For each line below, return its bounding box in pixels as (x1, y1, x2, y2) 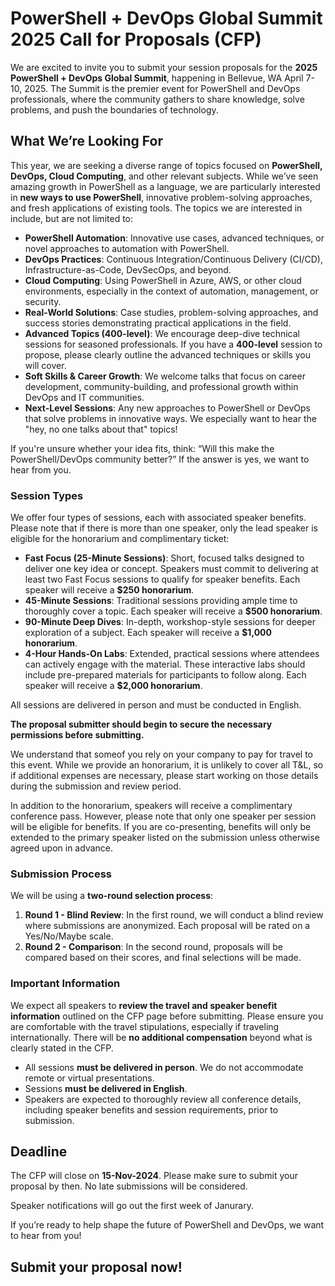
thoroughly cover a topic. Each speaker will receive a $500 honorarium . (24, 605, 323, 617)
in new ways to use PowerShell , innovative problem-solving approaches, (10, 191, 313, 203)
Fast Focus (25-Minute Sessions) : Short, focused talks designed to (24, 552, 305, 564)
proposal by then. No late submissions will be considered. (10, 1180, 248, 1192)
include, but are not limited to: (10, 212, 134, 224)
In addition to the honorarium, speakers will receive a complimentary (10, 800, 293, 812)
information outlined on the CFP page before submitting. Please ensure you (10, 1010, 324, 1022)
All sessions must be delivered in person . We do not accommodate (24, 1061, 304, 1073)
